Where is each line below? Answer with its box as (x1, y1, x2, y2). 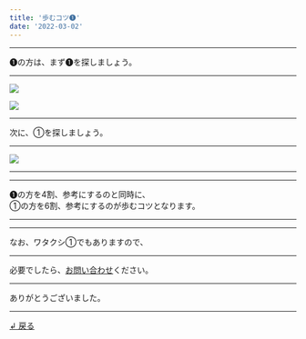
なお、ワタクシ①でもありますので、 (9, 236, 148, 247)
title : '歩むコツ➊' (9, 13, 80, 23)
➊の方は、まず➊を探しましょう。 (9, 56, 138, 67)
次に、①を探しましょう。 (9, 126, 108, 137)
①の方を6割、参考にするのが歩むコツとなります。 (9, 200, 200, 211)
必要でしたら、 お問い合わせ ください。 (9, 264, 153, 275)
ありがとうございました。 (9, 292, 106, 303)
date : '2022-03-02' (9, 22, 84, 31)
